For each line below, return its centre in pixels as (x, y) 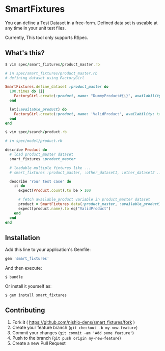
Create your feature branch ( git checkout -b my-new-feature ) (75, 327)
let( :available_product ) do (38, 109)
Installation (23, 238)
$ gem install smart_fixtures (36, 295)
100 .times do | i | (27, 91)
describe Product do (26, 150)
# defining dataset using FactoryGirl (45, 78)
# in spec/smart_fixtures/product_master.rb (51, 73)
